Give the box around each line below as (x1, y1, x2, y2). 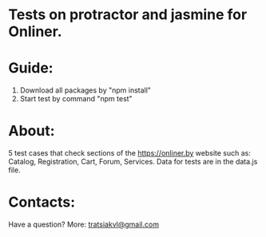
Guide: (8, 59, 54, 77)
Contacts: (8, 193, 76, 211)
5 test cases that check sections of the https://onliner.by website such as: (8, 148, 252, 158)
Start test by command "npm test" (19, 94, 133, 104)
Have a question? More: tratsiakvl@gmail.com (8, 219, 160, 229)
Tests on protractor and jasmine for (8, 6, 248, 24)
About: (8, 122, 55, 140)
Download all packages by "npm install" (19, 85, 152, 95)
